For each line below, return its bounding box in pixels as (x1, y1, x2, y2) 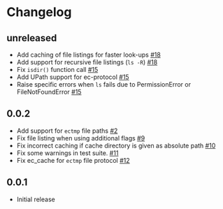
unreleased (6, 32, 57, 44)
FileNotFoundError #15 (16, 88, 82, 96)
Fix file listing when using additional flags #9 (16, 134, 145, 142)
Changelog (6, 4, 72, 20)
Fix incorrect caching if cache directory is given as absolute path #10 (16, 141, 216, 150)
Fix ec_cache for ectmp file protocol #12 (16, 156, 130, 164)
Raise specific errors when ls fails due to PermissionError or (16, 80, 192, 88)
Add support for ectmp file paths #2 (16, 127, 118, 135)
